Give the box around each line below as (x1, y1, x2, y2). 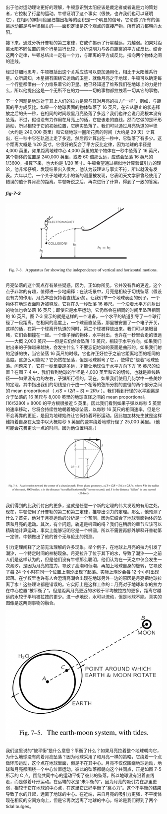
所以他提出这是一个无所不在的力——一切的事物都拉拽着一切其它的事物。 (14, 87, 162, 93)
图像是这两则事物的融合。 (5, 600, 58, 606)
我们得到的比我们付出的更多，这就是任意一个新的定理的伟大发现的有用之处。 (5, 503, 162, 509)
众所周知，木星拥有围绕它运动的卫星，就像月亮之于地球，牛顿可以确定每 (14, 75, 162, 81)
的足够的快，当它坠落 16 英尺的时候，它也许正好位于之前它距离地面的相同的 (5, 350, 161, 356)
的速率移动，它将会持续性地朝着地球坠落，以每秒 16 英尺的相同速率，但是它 (5, 407, 161, 412)
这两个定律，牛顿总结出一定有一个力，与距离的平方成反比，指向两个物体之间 (5, 52, 162, 58)
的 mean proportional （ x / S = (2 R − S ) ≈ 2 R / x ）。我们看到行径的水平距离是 (5, 388, 160, 394)
